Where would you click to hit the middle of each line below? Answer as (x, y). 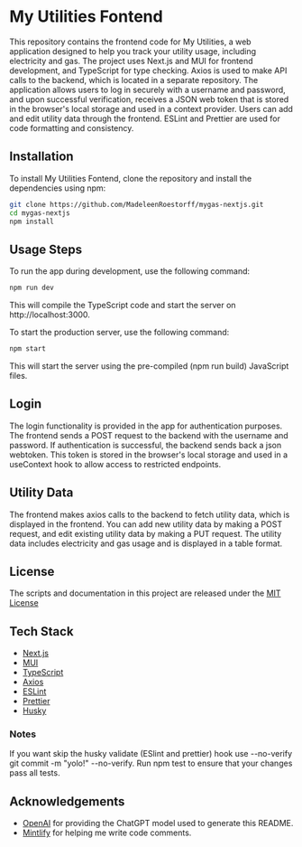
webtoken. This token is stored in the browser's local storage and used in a (149, 455)
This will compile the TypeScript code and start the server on (123, 306)
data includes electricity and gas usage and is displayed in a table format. (146, 543)
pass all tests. (35, 773)
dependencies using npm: (58, 188)
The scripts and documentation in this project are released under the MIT (145, 593)
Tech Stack (41, 631)
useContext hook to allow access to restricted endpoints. (115, 464)
